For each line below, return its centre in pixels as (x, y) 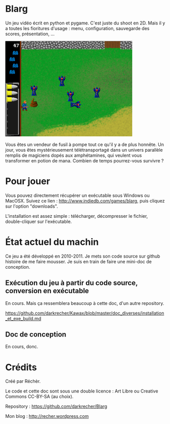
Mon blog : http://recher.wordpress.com (47, 416)
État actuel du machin (52, 242)
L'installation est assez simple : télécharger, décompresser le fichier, (77, 216)
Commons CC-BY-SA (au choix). (39, 397)
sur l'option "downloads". (32, 206)
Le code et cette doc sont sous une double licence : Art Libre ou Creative (82, 391)
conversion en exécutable (47, 291)
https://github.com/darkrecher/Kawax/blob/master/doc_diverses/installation (85, 313)
